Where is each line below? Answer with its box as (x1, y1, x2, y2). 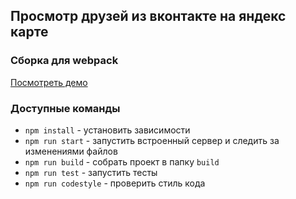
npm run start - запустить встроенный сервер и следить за (24, 134, 280, 146)
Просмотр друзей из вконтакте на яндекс (10, 8, 287, 25)
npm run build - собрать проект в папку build (24, 155, 220, 168)
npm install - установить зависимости (24, 124, 191, 136)
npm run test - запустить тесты (24, 166, 158, 178)
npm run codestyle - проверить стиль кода (24, 177, 206, 189)
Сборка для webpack (10, 54, 119, 68)
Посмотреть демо (10, 76, 88, 88)
